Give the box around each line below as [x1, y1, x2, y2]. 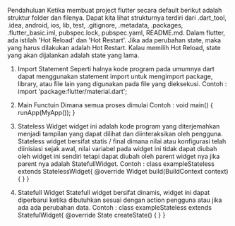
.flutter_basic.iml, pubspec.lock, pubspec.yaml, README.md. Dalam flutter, [7, 28, 226, 37]
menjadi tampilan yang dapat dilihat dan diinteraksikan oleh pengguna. [17, 130, 224, 138]
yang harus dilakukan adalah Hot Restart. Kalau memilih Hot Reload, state [7, 44, 221, 52]
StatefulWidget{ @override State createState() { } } [17, 211, 166, 219]
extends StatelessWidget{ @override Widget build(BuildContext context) [17, 167, 229, 175]
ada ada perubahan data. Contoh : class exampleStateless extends [17, 203, 212, 211]
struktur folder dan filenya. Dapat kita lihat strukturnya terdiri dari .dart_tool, [7, 13, 227, 22]
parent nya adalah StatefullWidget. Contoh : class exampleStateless [17, 160, 215, 168]
